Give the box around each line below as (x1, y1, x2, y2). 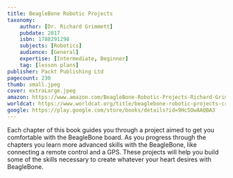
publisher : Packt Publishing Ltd (7, 68, 104, 75)
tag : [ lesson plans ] (19, 62, 79, 69)
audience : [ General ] (19, 49, 79, 56)
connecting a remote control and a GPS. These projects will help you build (7, 148, 219, 156)
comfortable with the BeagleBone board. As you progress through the (7, 133, 207, 141)
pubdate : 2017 (19, 29, 60, 37)
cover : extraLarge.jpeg (7, 87, 76, 94)
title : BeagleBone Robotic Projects (7, 10, 113, 17)
